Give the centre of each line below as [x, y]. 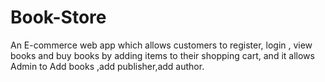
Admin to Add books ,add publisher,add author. [107, 66]
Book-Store [58, 17]
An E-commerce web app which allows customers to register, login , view [161, 45]
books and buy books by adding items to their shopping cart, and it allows [162, 55]
